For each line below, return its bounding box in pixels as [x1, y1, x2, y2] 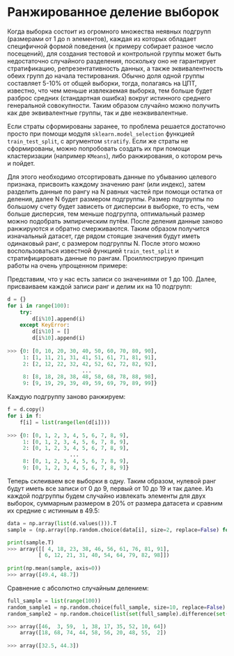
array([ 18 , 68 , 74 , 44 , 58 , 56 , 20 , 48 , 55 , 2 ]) [19, 630, 167, 637]
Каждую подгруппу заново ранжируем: [7, 393, 126, 401]
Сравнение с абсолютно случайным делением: [7, 584, 149, 592]
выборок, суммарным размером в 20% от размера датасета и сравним [7, 499, 223, 507]
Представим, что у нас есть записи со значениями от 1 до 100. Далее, [7, 274, 217, 283]
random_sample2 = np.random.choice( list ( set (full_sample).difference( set [7, 610, 226, 617]
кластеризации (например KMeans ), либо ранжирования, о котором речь [7, 151, 223, 160]
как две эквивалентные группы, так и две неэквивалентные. [7, 109, 188, 117]
